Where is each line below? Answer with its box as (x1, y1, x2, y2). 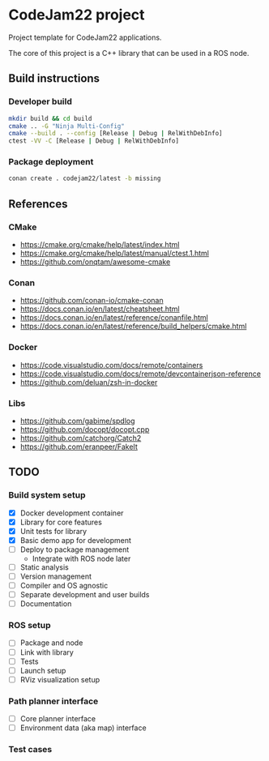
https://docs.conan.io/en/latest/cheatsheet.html (19, 304, 180, 314)
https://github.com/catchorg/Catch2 (19, 433, 142, 442)
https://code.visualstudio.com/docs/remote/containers (19, 360, 203, 370)
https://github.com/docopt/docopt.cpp (19, 424, 150, 434)
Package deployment (8, 156, 94, 168)
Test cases (8, 744, 53, 755)
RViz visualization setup (19, 674, 100, 684)
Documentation (19, 599, 72, 609)
